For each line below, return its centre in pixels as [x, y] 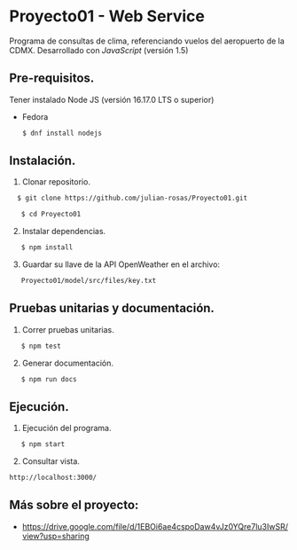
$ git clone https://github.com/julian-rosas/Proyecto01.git [133, 198]
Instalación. [43, 161]
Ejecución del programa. [66, 428]
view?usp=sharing [56, 536]
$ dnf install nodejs [62, 133]
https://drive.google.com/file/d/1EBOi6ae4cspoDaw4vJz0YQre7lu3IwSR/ [155, 526]
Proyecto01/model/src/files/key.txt [89, 281]
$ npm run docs [49, 379]
